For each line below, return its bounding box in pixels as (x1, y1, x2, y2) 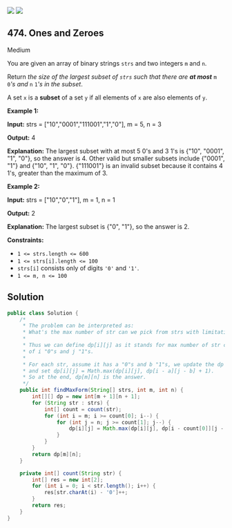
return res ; (32, 502, 67, 509)
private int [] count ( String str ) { (19, 470, 122, 477)
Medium (7, 46, 31, 54)
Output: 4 (7, 133, 36, 142)
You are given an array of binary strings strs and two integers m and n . (7, 59, 207, 67)
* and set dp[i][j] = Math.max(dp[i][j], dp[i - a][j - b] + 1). (22, 367, 215, 375)
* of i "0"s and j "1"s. (22, 348, 95, 355)
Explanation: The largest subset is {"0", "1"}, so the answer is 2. (7, 222, 190, 231)
